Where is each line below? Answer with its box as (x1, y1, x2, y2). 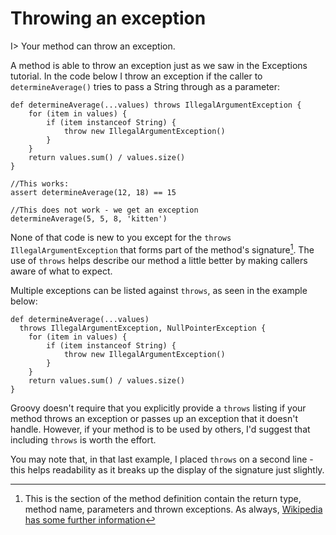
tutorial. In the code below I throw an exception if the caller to (10, 70, 263, 82)
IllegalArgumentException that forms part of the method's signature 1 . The (10, 242, 315, 256)
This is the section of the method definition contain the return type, (24, 492, 302, 504)
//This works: (10, 178, 70, 189)
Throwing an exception (10, 7, 207, 30)
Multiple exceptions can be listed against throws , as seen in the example (10, 284, 308, 296)
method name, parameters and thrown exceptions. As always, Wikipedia (24, 503, 323, 515)
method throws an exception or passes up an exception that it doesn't (10, 412, 299, 424)
